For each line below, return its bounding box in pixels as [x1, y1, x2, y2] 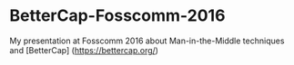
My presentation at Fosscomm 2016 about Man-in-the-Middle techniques [9, 35, 285, 46]
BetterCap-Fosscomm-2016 [9, 5, 226, 26]
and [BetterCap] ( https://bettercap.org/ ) [9, 44, 159, 55]
